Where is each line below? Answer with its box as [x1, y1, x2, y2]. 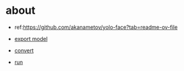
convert [14, 46, 34, 54]
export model [14, 35, 48, 42]
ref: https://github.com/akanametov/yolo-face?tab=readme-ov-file [14, 23, 178, 31]
